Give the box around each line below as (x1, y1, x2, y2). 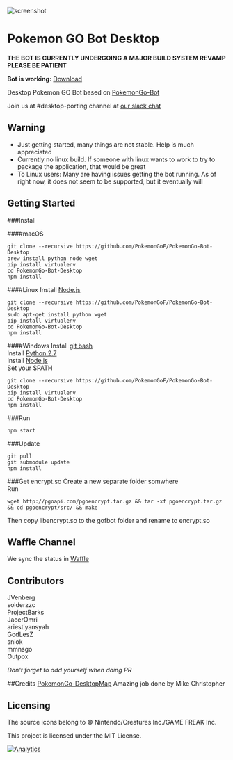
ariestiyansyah (7, 623, 49, 631)
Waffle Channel (7, 536, 76, 548)
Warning (7, 122, 45, 134)
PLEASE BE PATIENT (7, 61, 67, 70)
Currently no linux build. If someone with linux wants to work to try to (17, 155, 216, 163)
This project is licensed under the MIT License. (7, 731, 142, 740)
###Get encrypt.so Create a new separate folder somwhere (7, 477, 179, 485)
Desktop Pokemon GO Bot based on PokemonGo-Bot (7, 88, 160, 97)
